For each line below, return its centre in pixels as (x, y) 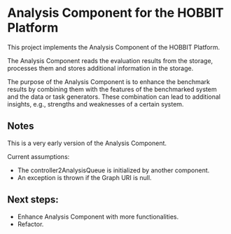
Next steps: (33, 200)
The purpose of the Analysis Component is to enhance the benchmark (108, 81)
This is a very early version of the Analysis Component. (87, 143)
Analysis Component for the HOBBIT (115, 13)
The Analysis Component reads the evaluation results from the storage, (110, 60)
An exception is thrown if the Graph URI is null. (84, 177)
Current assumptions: (38, 156)
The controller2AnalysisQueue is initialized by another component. (113, 170)
